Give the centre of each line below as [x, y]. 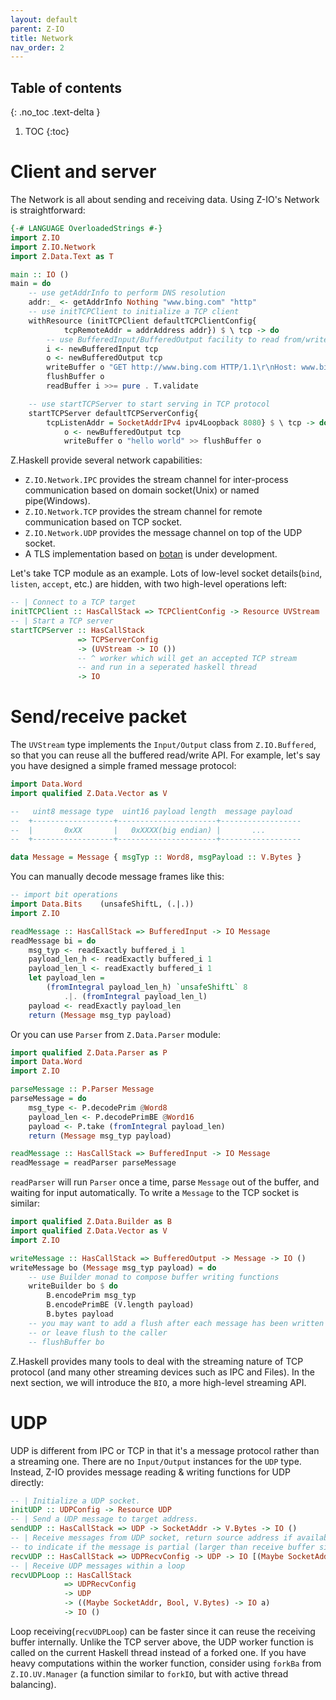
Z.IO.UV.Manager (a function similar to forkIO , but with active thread [149, 1673]
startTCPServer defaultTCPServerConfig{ [113, 413]
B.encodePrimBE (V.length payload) [120, 1305]
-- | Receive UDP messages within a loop [98, 1566]
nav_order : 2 [37, 47]
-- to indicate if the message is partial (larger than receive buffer [162, 1547]
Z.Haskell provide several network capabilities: [106, 460]
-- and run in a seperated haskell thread [167, 667]
